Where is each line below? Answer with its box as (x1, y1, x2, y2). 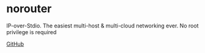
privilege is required (6, 28, 57, 35)
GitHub (6, 40, 24, 48)
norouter (6, 2, 52, 16)
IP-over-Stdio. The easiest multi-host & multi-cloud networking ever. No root (6, 22, 199, 29)
